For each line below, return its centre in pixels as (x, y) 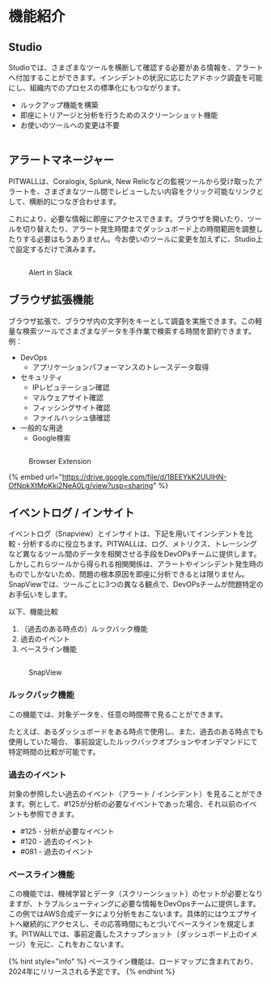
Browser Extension (60, 461)
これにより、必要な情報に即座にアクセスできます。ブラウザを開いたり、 (128, 219)
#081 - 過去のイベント (57, 852)
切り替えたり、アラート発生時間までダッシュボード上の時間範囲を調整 (139, 228)
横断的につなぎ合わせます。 (75, 201)
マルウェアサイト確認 (68, 397)
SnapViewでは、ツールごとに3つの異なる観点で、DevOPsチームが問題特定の (136, 585)
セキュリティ (41, 377)
